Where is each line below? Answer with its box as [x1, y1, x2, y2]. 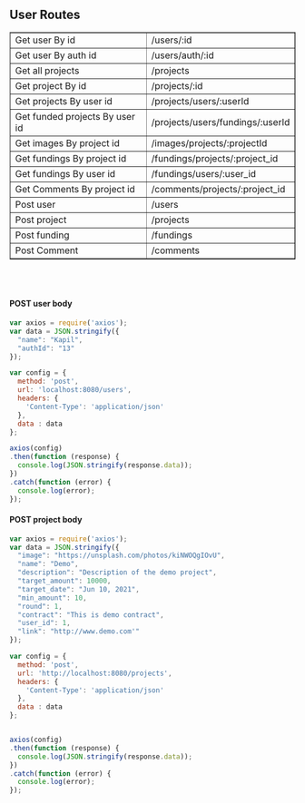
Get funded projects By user [15, 110, 136, 122]
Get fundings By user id [15, 167, 116, 180]
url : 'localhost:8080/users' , [17, 386, 132, 395]
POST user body [9, 299, 73, 309]
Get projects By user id [15, 94, 113, 107]
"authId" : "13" [17, 344, 75, 353]
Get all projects [15, 64, 80, 76]
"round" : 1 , [17, 602, 64, 611]
